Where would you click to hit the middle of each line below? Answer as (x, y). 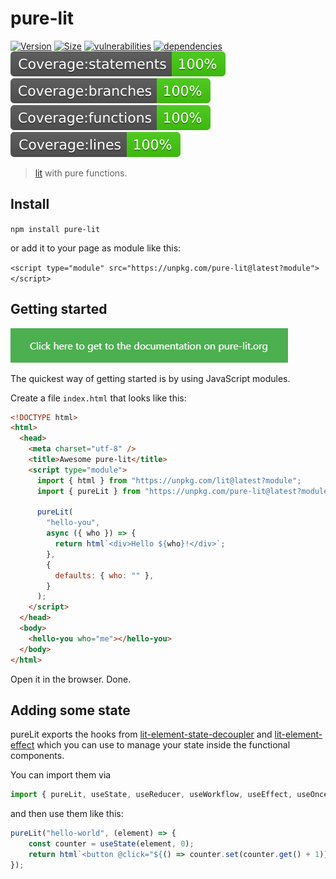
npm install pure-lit (55, 229)
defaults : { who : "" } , (104, 575)
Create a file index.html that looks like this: (98, 398)
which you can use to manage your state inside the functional (163, 745)
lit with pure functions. (81, 173)
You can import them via (61, 775)
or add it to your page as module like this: (96, 248)
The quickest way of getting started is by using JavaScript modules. (150, 378)
